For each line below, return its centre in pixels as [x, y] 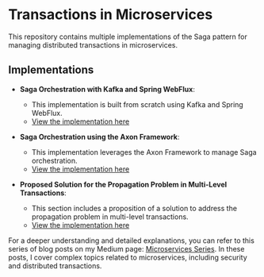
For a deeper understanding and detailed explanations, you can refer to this [132, 240]
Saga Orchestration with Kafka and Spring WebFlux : [107, 89]
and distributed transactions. [55, 265]
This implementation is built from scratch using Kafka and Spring [137, 104]
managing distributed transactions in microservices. [93, 44]
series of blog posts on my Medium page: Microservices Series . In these [126, 248]
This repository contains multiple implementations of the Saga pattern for [128, 37]
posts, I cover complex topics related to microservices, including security [128, 257]
